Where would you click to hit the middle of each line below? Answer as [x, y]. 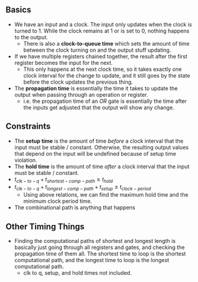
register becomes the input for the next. [64, 63]
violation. [25, 160]
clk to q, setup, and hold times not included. [77, 273]
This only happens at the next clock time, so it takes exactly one [103, 69]
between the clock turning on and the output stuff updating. [97, 50]
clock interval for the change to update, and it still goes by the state [106, 75]
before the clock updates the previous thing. [78, 82]
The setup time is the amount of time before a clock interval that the [99, 141]
